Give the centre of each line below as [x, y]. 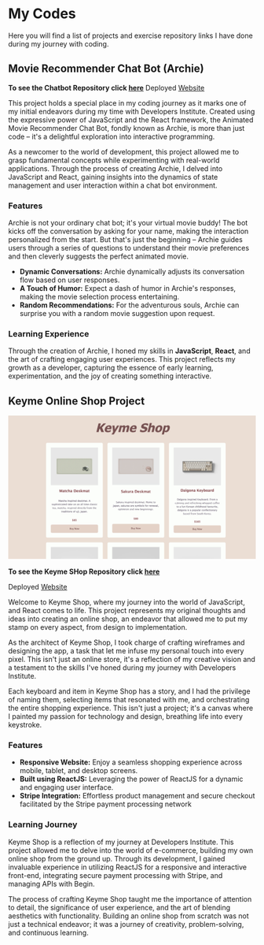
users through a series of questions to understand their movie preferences [129, 248]
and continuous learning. [48, 932]
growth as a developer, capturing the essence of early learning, [111, 368]
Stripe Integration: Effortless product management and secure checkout [137, 796]
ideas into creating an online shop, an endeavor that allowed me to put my [128, 619]
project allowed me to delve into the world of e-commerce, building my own [131, 850]
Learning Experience [49, 333]
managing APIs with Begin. [51, 884]
